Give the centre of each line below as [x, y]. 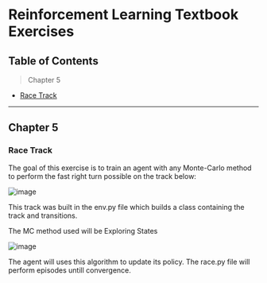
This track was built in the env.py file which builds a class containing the [126, 207]
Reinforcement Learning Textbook [124, 15]
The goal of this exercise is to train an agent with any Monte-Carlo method [130, 168]
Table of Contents [54, 61]
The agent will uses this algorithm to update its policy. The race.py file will [129, 262]
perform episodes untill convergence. [70, 270]
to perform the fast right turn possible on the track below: [103, 176]
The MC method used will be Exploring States [83, 231]
